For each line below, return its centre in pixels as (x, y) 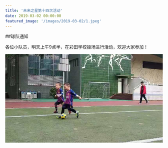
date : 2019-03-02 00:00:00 (33, 16)
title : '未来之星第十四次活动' (34, 10)
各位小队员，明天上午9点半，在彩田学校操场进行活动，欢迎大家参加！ (77, 47)
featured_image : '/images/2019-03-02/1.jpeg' (53, 21)
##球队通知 (17, 36)
